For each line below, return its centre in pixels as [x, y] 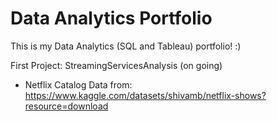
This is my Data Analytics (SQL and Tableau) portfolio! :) [126, 46]
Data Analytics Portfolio [111, 18]
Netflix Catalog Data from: [78, 84]
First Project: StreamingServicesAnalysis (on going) [116, 65]
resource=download [66, 106]
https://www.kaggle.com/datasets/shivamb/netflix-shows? [145, 95]
